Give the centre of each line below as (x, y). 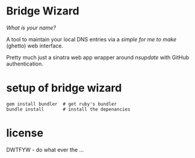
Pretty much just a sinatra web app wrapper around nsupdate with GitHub (98, 57)
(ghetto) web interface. (35, 46)
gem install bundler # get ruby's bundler (62, 104)
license (25, 133)
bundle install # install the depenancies (68, 109)
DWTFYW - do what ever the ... (45, 150)
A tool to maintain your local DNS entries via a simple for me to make (91, 39)
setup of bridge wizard (64, 88)
